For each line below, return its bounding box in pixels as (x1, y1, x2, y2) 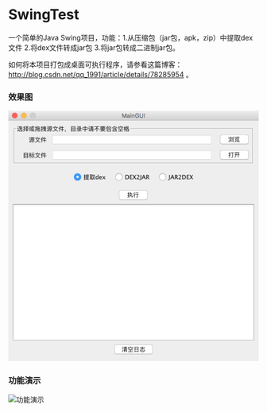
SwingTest (8, 6, 79, 24)
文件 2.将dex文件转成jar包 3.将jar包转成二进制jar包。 (8, 42, 180, 52)
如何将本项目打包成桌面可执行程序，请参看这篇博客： (8, 60, 183, 69)
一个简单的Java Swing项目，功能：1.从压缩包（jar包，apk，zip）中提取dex (8, 33, 253, 42)
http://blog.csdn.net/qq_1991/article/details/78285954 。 (8, 69, 193, 79)
